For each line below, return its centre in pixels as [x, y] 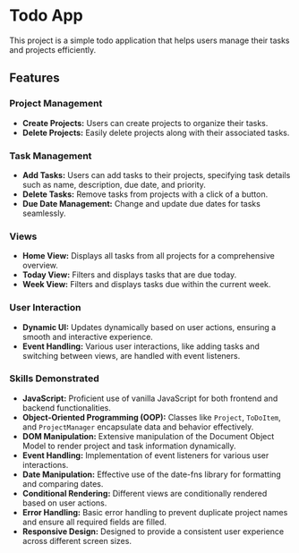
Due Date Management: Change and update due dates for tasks [141, 203]
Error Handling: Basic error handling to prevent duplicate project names [155, 512]
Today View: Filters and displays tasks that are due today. [129, 275]
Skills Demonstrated [55, 379]
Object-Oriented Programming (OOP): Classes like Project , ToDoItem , [152, 417]
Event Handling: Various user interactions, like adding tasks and [141, 346]
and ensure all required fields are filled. [94, 522]
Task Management [51, 156]
